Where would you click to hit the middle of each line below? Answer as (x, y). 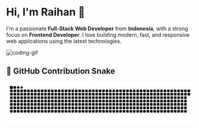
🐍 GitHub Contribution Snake (61, 71)
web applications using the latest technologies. (64, 41)
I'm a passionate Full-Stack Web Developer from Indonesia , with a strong (97, 28)
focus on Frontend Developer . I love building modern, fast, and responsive (98, 34)
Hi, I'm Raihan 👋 (46, 12)
